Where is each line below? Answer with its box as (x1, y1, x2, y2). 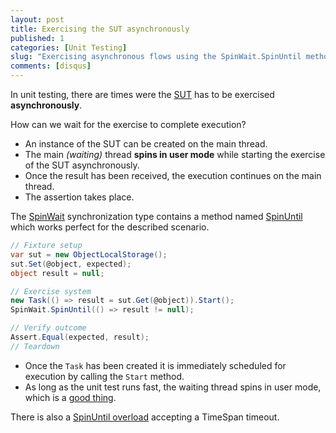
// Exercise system (10, 286, 92, 296)
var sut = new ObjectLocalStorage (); (10, 249, 168, 260)
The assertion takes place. (24, 191, 135, 203)
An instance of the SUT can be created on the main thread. (24, 138, 268, 150)
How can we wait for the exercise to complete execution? (10, 119, 247, 130)
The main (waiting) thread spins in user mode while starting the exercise (24, 149, 326, 160)
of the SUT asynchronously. (24, 159, 140, 171)
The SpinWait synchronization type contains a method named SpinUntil (10, 211, 303, 222)
